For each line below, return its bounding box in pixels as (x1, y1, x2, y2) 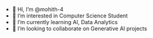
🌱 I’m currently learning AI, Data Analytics (12, 19, 118, 25)
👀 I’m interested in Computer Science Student (12, 12, 128, 19)
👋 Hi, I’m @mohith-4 (12, 6, 64, 13)
